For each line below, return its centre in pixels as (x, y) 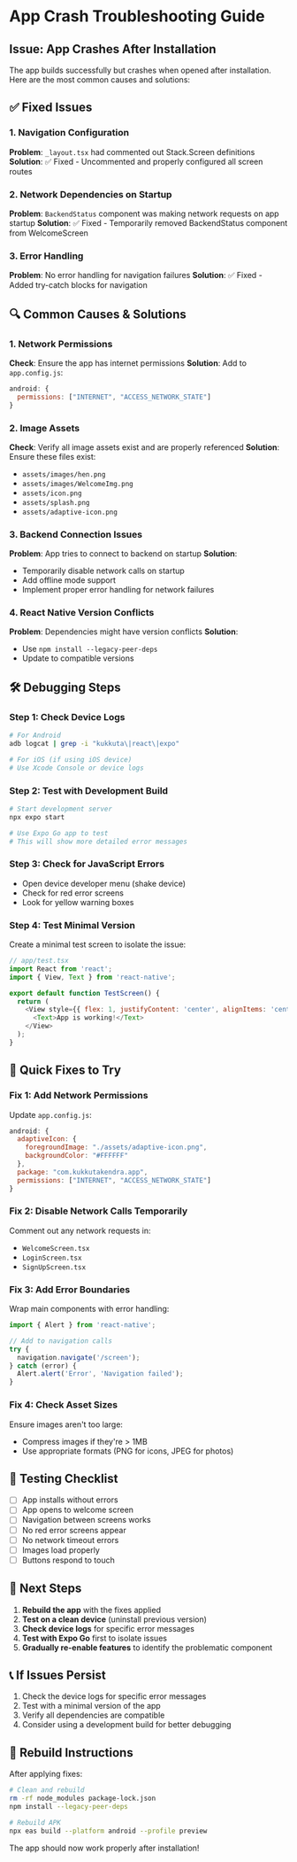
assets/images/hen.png (64, 474)
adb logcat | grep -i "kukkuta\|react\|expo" (94, 744)
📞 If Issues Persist (57, 1675)
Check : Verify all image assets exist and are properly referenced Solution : (145, 447)
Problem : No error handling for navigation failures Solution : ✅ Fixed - (136, 275)
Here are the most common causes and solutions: (100, 80)
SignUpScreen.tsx (54, 1267)
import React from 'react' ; (61, 969)
